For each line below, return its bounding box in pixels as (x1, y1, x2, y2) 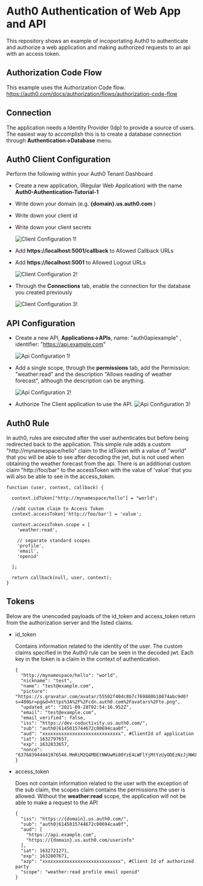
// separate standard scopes (17, 538, 91, 544)
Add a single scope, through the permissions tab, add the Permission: (14, 364, 190, 371)
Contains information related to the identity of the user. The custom (14, 642, 183, 650)
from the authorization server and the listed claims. (6, 619, 134, 626)
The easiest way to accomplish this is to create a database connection (6, 130, 181, 138)
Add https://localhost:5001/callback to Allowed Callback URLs (14, 247, 174, 255)
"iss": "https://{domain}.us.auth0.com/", (21, 816, 129, 822)
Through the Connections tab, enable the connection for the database (14, 282, 191, 290)
